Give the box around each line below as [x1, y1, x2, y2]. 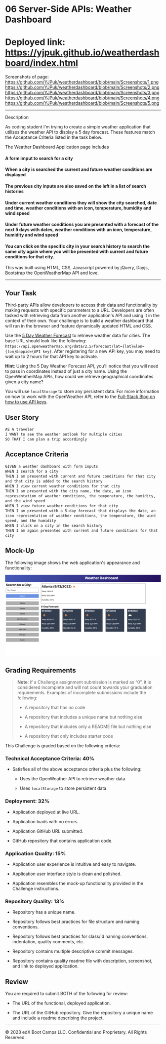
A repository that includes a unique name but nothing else [24, 714, 143, 720]
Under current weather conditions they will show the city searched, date [5, 200, 157, 205]
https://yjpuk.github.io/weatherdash [5, 47, 160, 58]
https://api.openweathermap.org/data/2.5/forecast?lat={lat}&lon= [5, 344, 145, 349]
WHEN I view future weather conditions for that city [5, 503, 119, 508]
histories [5, 188, 24, 194]
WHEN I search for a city [5, 469, 58, 474]
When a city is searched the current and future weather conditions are [5, 166, 153, 172]
